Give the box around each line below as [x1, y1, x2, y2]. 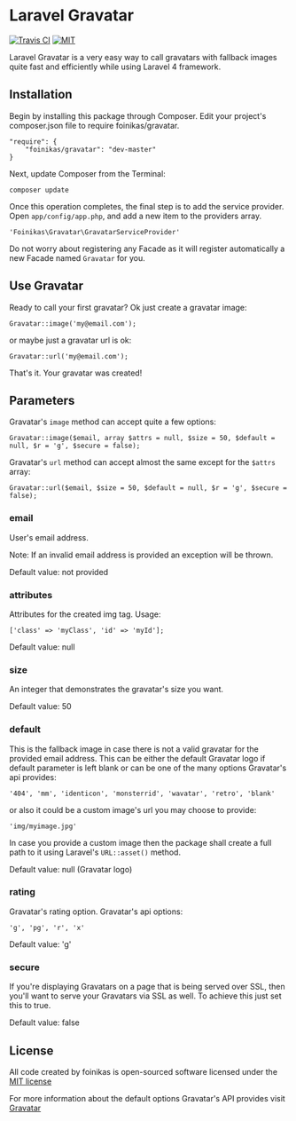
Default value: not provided [9, 566, 109, 577]
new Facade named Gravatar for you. [9, 252, 146, 263]
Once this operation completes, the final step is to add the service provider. [9, 201, 284, 211]
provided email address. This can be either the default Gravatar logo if [9, 753, 266, 763]
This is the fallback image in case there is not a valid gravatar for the [9, 743, 259, 754]
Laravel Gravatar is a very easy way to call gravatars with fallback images [9, 51, 277, 62]
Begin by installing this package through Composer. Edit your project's [9, 110, 267, 121]
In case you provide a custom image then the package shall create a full [9, 837, 272, 848]
